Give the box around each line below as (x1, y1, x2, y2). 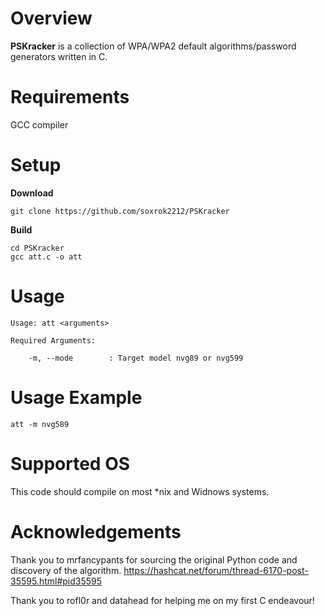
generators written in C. (10, 50, 108, 62)
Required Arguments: (10, 335, 97, 346)
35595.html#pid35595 (10, 575, 103, 587)
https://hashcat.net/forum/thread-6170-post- (123, 564, 309, 576)
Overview (10, 7, 93, 30)
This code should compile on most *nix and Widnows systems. (10, 485, 270, 497)
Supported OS (10, 452, 131, 475)
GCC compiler (10, 118, 69, 131)
